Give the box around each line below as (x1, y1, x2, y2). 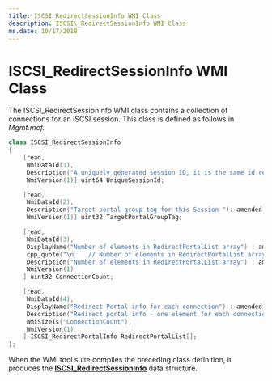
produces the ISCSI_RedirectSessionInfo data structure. (8, 363, 198, 373)
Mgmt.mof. (8, 123, 45, 133)
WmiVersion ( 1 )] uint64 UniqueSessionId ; (26, 176, 164, 184)
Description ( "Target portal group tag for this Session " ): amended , (26, 205, 266, 214)
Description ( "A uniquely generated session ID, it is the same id (26, 168, 255, 176)
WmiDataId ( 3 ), (26, 235, 74, 243)
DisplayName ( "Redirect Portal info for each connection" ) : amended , (26, 303, 266, 311)
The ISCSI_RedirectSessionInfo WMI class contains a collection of (8, 106, 228, 116)
